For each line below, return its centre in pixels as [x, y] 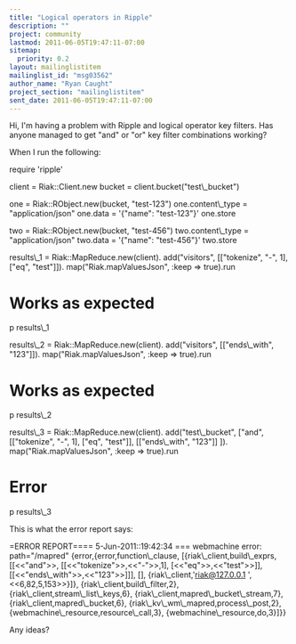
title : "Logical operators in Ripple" [81, 17]
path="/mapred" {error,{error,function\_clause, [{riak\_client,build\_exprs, [143, 556]
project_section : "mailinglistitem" [77, 92]
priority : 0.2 [43, 59]
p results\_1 [29, 328]
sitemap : [25, 51]
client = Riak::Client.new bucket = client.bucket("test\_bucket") [124, 187]
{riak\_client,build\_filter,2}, [130, 584]
